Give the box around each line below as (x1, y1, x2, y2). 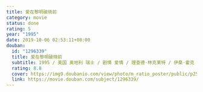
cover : (11, 71, 28, 77)
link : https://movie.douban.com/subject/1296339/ (11, 76, 139, 82)
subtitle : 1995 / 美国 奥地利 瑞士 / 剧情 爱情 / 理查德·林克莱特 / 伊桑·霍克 (11, 59, 195, 65)
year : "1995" (6, 31, 39, 38)
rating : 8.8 (11, 65, 42, 71)
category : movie (6, 15, 47, 21)
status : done (6, 20, 39, 26)
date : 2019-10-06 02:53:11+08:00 (6, 37, 91, 43)
